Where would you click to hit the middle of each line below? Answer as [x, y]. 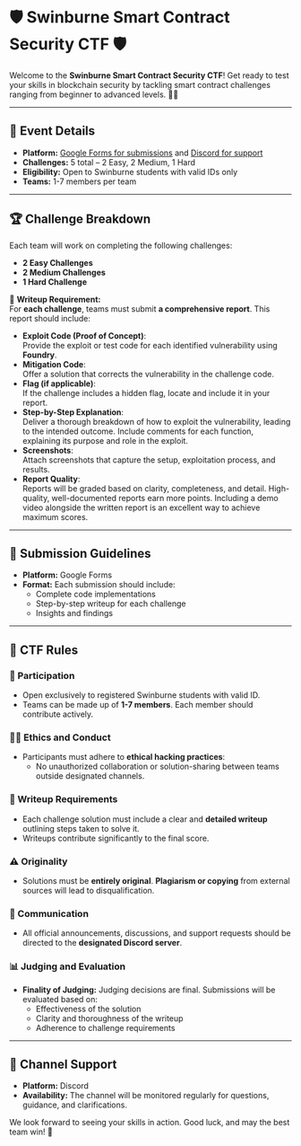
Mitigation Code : [54, 364]
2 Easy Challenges [58, 262]
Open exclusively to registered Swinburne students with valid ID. [141, 695]
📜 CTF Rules [44, 650]
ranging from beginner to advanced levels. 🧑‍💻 [94, 94]
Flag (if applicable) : [59, 383]
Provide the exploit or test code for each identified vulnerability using [150, 345]
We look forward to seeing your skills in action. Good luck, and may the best [150, 1123]
